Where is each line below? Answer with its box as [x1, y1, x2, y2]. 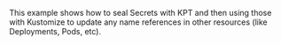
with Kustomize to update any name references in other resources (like [9, 17, 268, 27]
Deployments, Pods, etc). [9, 26, 102, 36]
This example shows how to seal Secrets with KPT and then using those [9, 8, 272, 18]
